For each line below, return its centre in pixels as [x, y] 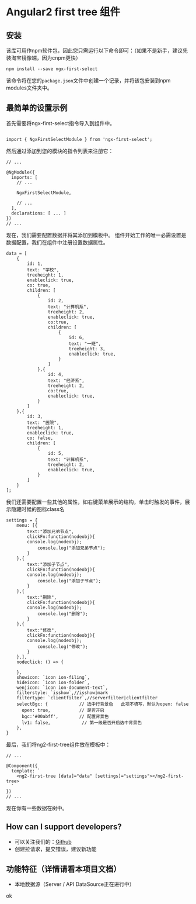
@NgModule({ [20, 172]
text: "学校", [43, 270]
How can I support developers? [64, 827]
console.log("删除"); [63, 614]
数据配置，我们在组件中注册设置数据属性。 [57, 242]
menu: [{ [27, 525]
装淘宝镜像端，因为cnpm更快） [44, 58]
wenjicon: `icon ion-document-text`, [62, 688]
